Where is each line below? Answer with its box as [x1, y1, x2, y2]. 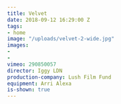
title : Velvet [7, 10, 48, 17]
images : [7, 42, 29, 49]
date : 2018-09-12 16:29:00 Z [7, 16, 90, 23]
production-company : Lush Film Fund [7, 73, 111, 81]
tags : [7, 23, 23, 29]
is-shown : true [7, 86, 51, 93]
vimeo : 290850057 [7, 61, 57, 68]
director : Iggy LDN [7, 67, 63, 74]
